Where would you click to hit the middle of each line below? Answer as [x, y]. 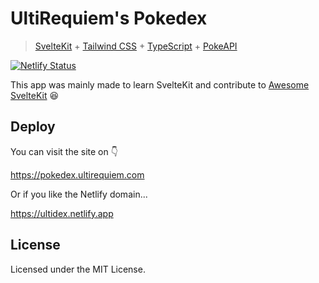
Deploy [33, 127]
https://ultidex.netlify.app [62, 213]
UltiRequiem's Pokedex [109, 18]
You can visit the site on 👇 [64, 151]
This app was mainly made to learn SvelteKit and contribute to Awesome [160, 84]
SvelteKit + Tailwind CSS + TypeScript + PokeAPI [136, 46]
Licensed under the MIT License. [78, 269]
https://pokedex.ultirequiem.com [77, 174]
